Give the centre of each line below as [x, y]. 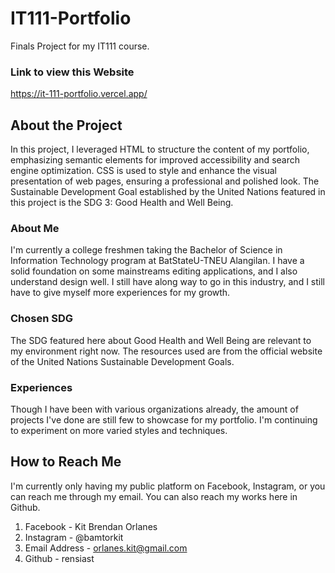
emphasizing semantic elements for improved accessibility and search [155, 160]
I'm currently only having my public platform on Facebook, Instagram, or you [168, 486]
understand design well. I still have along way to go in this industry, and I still [167, 282]
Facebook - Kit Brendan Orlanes [91, 526]
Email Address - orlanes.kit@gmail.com [106, 548]
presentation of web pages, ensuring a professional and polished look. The [165, 181]
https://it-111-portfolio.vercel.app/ [79, 94]
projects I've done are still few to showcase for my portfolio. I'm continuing [164, 419]
